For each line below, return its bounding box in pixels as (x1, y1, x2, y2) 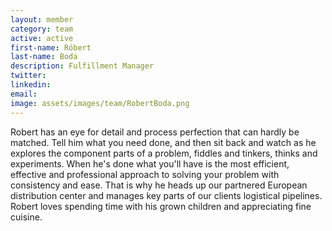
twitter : (10, 71, 47, 81)
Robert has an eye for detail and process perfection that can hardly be (10, 126, 300, 138)
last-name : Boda (10, 52, 78, 62)
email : (10, 89, 38, 99)
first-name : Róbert (10, 42, 92, 53)
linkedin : (10, 80, 52, 90)
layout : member (10, 14, 74, 25)
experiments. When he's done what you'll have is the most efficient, (10, 157, 290, 170)
